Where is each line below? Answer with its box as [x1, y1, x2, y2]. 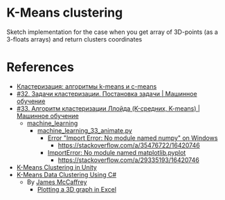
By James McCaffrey [26, 178, 87, 186]
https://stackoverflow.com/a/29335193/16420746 [57, 156, 200, 164]
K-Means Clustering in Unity [16, 163, 98, 171]
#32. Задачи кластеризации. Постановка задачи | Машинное [16, 89, 198, 98]
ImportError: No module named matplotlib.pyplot [47, 148, 186, 156]
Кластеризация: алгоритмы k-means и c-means [16, 82, 157, 91]
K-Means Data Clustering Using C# [16, 170, 117, 179]
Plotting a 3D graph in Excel [37, 185, 117, 193]
